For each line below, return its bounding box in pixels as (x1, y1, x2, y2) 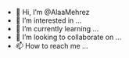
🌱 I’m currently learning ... (15, 24, 99, 33)
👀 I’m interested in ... (15, 16, 82, 25)
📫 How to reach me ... (15, 42, 88, 50)
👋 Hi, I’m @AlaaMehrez (15, 8, 90, 16)
